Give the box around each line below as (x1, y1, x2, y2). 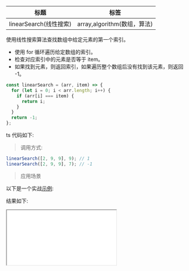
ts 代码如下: (6, 132, 34, 138)
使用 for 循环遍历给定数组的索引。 (14, 49, 96, 55)
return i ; (21, 98, 45, 104)
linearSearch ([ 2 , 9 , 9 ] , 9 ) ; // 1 (6, 156, 90, 162)
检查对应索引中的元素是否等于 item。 (14, 56, 103, 63)
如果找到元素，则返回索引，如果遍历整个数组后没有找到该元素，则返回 (14, 63, 184, 70)
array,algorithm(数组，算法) (77, 20, 153, 28)
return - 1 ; (11, 115, 38, 121)
